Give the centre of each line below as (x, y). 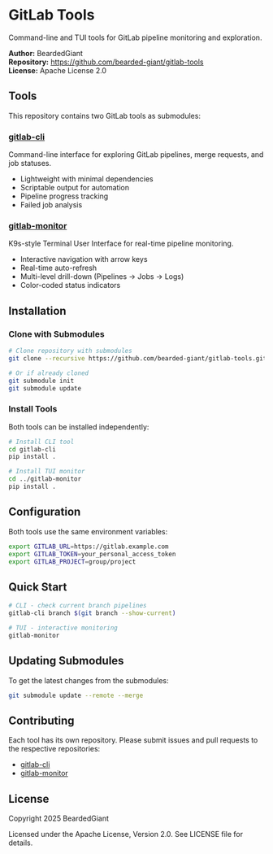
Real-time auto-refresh (58, 268)
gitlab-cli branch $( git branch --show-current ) (92, 613)
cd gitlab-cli (32, 449)
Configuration (45, 512)
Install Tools (33, 409)
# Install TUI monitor (47, 472)
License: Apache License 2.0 (58, 70)
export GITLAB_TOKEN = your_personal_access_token (92, 554)
